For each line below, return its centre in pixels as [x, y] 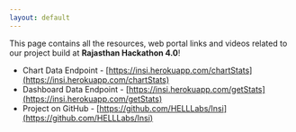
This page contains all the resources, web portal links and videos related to [148, 43]
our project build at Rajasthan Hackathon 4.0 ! [95, 53]
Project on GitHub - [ [61, 108]
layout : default [40, 18]
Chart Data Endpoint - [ [66, 70]
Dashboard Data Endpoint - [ [76, 89]
